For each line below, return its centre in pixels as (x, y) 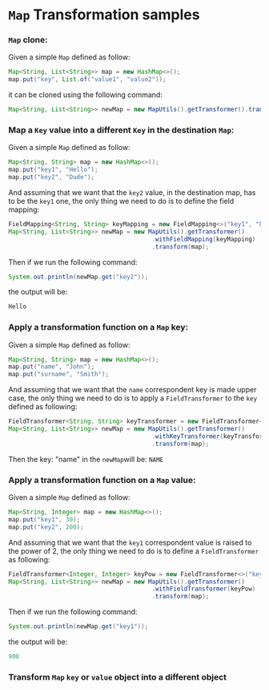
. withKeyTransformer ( (188, 436)
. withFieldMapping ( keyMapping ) (204, 239)
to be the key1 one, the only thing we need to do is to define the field (121, 201)
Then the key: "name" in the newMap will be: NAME (86, 459)
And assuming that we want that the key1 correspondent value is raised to (130, 542)
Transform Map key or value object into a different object (117, 677)
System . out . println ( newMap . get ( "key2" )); (78, 277)
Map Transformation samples (104, 15)
